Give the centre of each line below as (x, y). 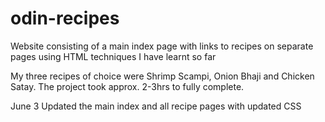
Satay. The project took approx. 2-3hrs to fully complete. (127, 86)
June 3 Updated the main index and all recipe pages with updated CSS (156, 106)
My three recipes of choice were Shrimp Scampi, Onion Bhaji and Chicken (162, 76)
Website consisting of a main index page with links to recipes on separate (162, 46)
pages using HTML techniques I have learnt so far (113, 56)
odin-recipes (65, 18)
